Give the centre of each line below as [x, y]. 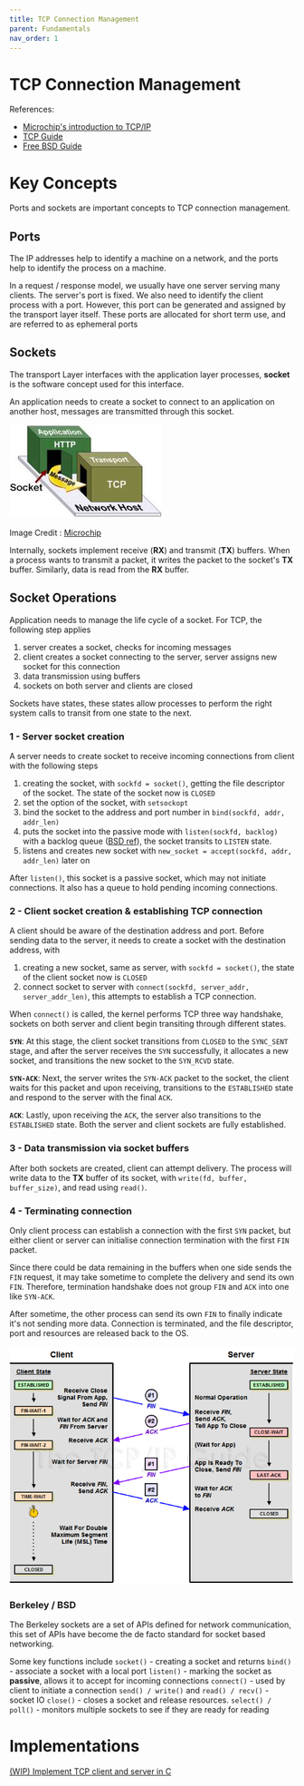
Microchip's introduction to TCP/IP [87, 127]
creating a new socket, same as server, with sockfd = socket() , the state [158, 968]
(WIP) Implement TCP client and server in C [90, 1771]
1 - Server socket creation [67, 737]
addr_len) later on [56, 860]
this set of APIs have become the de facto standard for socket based [138, 1634]
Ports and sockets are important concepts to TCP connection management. [150, 208]
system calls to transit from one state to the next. [101, 713]
